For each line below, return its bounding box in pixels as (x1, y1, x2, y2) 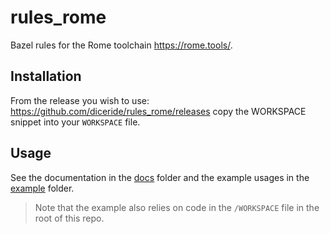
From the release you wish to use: (10, 94, 150, 106)
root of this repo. (34, 212, 105, 224)
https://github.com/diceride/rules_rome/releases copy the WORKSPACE (10, 105, 307, 117)
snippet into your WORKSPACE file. (10, 116, 141, 128)
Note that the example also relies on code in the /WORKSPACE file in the (34, 201, 320, 213)
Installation (10, 68, 82, 85)
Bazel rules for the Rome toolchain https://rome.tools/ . (10, 39, 233, 51)
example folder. (10, 182, 75, 194)
